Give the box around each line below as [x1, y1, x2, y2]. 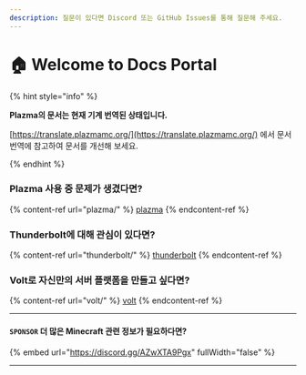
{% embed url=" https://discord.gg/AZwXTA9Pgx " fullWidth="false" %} [9, 347, 276, 358]
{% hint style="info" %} [9, 90, 98, 101]
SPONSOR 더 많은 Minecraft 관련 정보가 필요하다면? [9, 326, 188, 337]
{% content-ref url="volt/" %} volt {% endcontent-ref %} [9, 295, 223, 306]
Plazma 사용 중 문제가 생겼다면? [9, 183, 143, 196]
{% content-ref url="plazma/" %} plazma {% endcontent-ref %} [9, 204, 250, 215]
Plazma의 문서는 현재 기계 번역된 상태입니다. [9, 109, 168, 120]
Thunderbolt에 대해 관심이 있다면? [9, 228, 156, 241]
